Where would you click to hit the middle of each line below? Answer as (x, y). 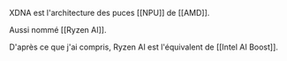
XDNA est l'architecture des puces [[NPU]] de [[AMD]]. (110, 13)
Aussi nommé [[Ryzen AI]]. (58, 30)
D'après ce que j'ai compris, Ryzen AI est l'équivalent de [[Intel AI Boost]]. (143, 47)
